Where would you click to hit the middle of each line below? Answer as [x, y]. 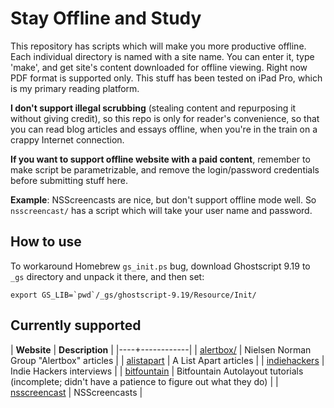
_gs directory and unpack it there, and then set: [107, 276]
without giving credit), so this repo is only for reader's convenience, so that [165, 118]
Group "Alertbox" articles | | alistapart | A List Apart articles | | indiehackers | [167, 360]
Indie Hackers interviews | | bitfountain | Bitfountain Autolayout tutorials [157, 371]
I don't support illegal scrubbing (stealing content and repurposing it [153, 108]
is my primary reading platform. [75, 88]
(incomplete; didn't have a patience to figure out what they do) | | [144, 381]
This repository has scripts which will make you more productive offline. [158, 46]
